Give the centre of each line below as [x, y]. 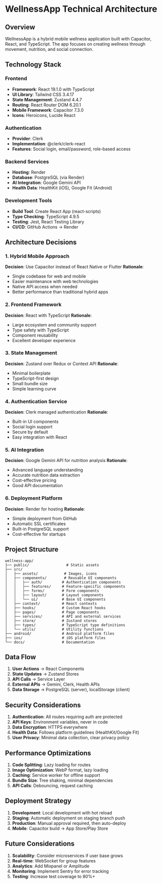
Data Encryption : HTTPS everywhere [50, 727]
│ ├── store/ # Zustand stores [51, 621]
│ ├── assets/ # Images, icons [51, 574]
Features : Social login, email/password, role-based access [71, 149]
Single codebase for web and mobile [49, 276]
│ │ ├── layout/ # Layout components [54, 595]
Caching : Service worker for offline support [56, 775]
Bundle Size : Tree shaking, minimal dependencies [62, 780]
